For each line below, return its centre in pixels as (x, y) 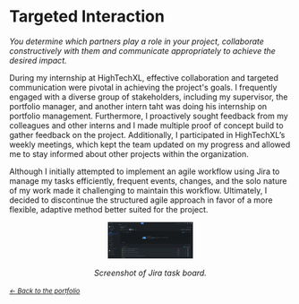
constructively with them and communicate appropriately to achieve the (142, 50)
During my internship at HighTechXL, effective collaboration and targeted (144, 77)
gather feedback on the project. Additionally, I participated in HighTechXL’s (147, 135)
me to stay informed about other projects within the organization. (129, 153)
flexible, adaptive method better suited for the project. (109, 209)
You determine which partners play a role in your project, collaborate (137, 41)
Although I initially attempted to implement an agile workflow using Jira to (145, 171)
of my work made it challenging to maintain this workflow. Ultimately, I (138, 190)
